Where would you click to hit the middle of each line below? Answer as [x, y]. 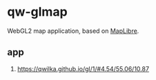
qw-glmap [37, 12]
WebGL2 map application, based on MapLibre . [73, 31]
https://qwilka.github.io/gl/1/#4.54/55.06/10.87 [83, 68]
